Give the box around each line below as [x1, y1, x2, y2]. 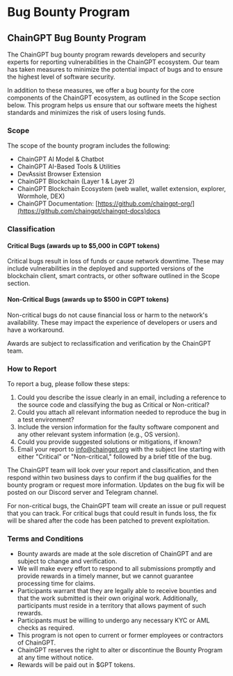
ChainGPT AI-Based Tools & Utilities [17, 162, 121, 171]
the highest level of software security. [7, 72, 115, 81]
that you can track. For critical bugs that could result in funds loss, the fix [7, 509, 217, 517]
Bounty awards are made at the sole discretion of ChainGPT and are [17, 550, 213, 558]
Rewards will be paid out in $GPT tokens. [17, 661, 136, 669]
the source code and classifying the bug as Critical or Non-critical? [17, 400, 210, 408]
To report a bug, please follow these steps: [7, 379, 130, 387]
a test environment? [17, 415, 74, 424]
